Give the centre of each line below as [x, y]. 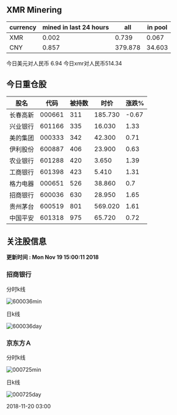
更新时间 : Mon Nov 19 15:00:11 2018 [52, 257]
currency [23, 27]
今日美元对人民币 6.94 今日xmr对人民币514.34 [64, 63]
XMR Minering [34, 10]
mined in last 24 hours [76, 27]
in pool [157, 27]
